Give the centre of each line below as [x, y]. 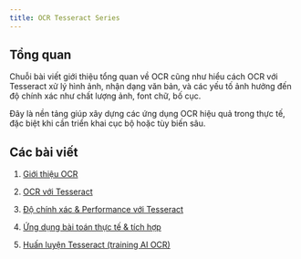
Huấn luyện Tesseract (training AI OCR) [96, 245]
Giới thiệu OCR [50, 174]
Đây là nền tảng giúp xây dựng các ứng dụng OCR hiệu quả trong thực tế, [147, 114]
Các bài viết [44, 152]
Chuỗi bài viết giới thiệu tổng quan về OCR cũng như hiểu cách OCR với [144, 77]
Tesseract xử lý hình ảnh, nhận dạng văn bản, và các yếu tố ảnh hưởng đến [150, 87]
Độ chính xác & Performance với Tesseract [103, 210]
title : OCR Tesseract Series [65, 18]
